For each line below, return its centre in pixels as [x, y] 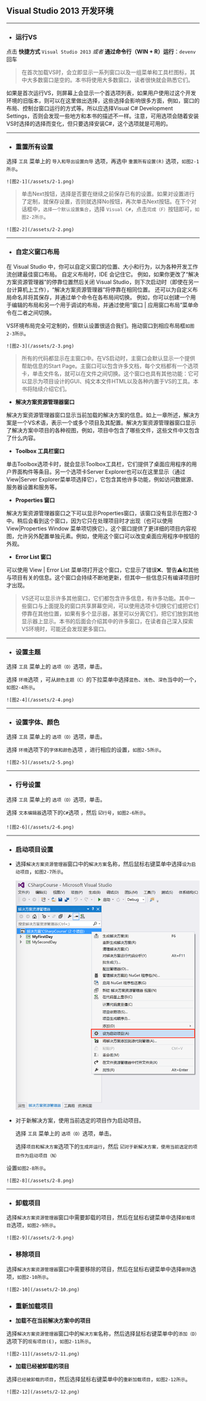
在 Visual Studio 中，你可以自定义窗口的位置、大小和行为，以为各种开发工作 [102, 266]
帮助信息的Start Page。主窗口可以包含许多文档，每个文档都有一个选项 [110, 366]
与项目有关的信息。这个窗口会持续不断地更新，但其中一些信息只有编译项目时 [103, 577]
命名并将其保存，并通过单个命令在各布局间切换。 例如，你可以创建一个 [101, 297]
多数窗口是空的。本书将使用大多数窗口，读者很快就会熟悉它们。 [113, 80]
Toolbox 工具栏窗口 [40, 451]
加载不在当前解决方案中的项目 [53, 1320]
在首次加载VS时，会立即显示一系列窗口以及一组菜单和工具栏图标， [105, 72]
